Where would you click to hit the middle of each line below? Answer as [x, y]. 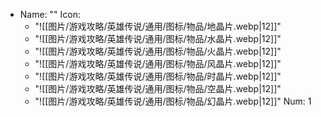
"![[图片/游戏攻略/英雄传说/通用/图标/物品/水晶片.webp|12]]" [158, 38]
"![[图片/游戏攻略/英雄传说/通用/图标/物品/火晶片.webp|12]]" [158, 51]
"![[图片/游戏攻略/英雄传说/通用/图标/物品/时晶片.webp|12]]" [158, 76]
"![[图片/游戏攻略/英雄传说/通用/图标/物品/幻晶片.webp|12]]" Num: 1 [173, 101]
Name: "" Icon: [50, 14]
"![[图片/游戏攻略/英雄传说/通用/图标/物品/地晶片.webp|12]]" [158, 26]
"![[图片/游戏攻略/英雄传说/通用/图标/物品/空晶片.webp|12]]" [158, 88]
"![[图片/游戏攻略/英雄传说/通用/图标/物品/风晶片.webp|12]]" [158, 63]
